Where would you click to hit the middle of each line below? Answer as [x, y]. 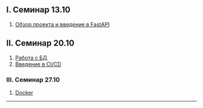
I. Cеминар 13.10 [38, 10]
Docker [24, 92]
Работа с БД [31, 58]
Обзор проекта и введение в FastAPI [62, 24]
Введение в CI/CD [38, 64]
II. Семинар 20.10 [40, 43]
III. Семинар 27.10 [33, 79]
